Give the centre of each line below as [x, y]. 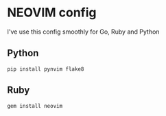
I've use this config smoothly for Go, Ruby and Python [83, 32]
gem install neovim [35, 106]
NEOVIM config [52, 13]
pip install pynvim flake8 [46, 69]
